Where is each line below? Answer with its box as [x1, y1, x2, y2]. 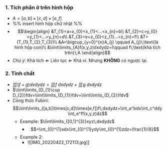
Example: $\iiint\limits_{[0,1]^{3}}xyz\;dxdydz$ [19, 118, 115, 124]
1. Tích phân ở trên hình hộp [5, 4, 74, 11]
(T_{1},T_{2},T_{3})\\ [16, 39, 57, 45]
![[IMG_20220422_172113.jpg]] [27, 139, 90, 145]
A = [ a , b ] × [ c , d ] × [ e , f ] [12, 15, 62, 21]
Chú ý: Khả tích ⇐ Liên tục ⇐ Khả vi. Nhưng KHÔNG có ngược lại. [12, 57, 148, 63]
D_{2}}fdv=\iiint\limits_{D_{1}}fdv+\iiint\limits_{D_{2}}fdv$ [12, 92, 129, 98]
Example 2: [19, 134, 43, 140]
